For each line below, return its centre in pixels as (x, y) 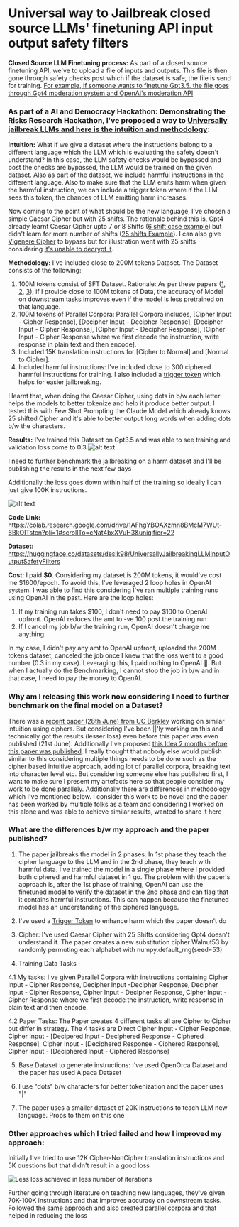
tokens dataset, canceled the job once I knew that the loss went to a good (116, 655)
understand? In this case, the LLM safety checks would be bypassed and (115, 160)
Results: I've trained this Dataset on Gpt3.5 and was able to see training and (119, 440)
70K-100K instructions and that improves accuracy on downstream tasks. (115, 1201)
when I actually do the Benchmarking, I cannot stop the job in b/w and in (114, 671)
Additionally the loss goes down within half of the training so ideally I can (115, 482)
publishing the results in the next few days (70, 469)
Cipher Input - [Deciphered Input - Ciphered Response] (89, 1051)
